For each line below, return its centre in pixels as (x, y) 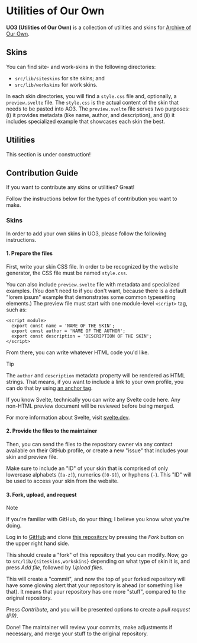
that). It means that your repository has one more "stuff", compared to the (96, 592)
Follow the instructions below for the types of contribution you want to (92, 199)
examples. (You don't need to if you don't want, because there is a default (96, 291)
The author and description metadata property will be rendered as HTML (96, 375)
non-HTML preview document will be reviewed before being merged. (90, 406)
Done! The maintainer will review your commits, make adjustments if (89, 628)
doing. (14, 526)
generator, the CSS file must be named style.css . (67, 273)
